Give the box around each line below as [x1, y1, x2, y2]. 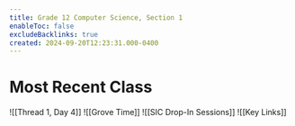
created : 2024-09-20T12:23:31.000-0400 [9, 38, 159, 48]
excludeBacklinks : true [9, 30, 99, 39]
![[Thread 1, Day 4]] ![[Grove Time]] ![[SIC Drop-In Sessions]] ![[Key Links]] [9, 107, 287, 118]
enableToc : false [9, 22, 75, 31]
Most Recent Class [9, 77, 153, 97]
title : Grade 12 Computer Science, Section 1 [9, 13, 183, 22]
